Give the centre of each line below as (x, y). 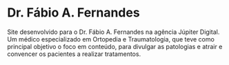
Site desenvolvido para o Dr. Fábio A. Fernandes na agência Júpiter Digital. (113, 32)
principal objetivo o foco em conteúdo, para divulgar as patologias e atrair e (115, 46)
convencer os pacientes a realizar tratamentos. (74, 54)
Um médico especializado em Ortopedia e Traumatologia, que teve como (111, 39)
